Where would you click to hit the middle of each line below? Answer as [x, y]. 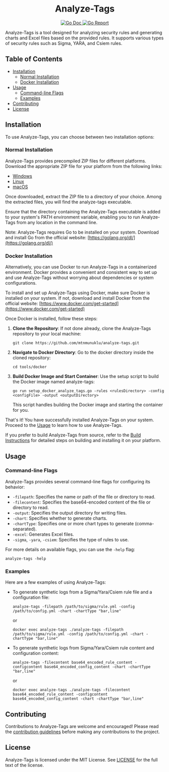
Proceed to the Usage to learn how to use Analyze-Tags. [64, 425]
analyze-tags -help [26, 559]
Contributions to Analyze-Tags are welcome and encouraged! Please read [82, 726]
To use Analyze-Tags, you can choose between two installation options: [80, 137]
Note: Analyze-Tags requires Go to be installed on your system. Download [82, 232]
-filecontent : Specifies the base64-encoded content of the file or [81, 502]
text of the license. [24, 765]
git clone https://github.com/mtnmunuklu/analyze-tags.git [76, 343]
